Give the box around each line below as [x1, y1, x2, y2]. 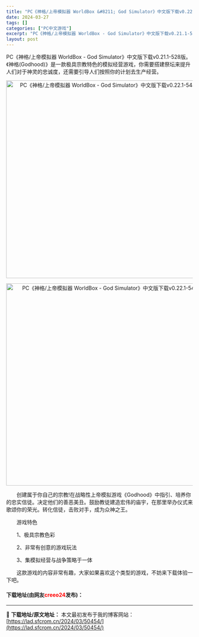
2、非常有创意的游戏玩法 [16, 544, 77, 551]
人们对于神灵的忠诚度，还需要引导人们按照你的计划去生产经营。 [6, 68, 162, 75]
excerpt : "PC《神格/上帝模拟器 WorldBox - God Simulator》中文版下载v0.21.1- [6, 31, 190, 37]
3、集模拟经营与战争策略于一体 [16, 556, 93, 563]
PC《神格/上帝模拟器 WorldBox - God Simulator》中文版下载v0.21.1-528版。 [6, 53, 191, 60]
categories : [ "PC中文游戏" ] [6, 25, 72, 31]
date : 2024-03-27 [6, 14, 49, 20]
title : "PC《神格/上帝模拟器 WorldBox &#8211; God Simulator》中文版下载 [6, 8, 179, 15]
